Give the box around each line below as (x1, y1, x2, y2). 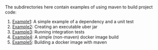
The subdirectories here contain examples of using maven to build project (5, 4, 153, 10)
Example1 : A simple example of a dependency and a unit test (12, 19, 134, 24)
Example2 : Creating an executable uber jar (12, 24, 98, 30)
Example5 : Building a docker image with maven (12, 39, 107, 45)
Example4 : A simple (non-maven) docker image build (12, 34, 119, 40)
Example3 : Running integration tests (12, 29, 85, 34)
